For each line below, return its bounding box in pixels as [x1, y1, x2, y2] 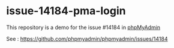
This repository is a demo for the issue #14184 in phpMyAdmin [6, 24, 161, 31]
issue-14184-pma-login [6, 4, 126, 18]
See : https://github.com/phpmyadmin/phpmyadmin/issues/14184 [6, 35, 168, 42]
